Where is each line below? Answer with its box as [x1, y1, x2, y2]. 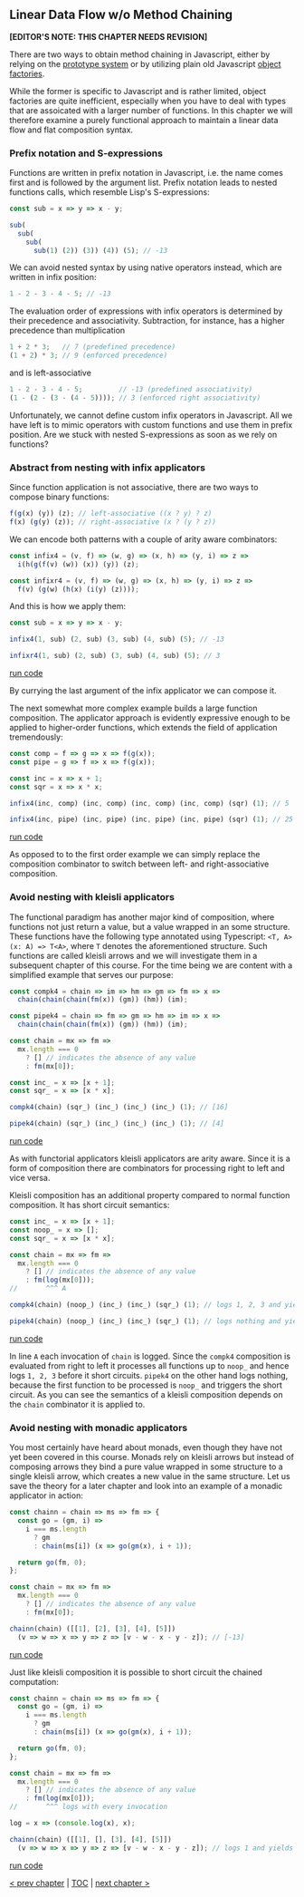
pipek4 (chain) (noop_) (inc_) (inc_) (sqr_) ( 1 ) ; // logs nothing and [9, 1316, 281, 1326]
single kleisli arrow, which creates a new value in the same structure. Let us [9, 1471, 291, 1482]
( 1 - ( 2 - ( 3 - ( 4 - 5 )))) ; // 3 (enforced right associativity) [9, 393, 261, 402]
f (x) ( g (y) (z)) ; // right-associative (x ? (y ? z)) [9, 518, 217, 527]
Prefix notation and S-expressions [9, 147, 163, 160]
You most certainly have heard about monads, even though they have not [9, 1442, 283, 1453]
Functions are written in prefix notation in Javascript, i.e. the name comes [9, 168, 283, 179]
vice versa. [9, 1173, 51, 1184]
